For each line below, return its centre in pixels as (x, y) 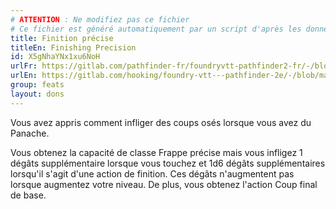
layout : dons (37, 94)
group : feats (37, 85)
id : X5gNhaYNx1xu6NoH (55, 57)
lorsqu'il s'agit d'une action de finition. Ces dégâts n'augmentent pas (152, 173)
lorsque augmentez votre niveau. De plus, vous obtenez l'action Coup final (164, 184)
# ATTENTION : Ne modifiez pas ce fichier (100, 19)
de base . (28, 195)
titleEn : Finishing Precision (73, 47)
